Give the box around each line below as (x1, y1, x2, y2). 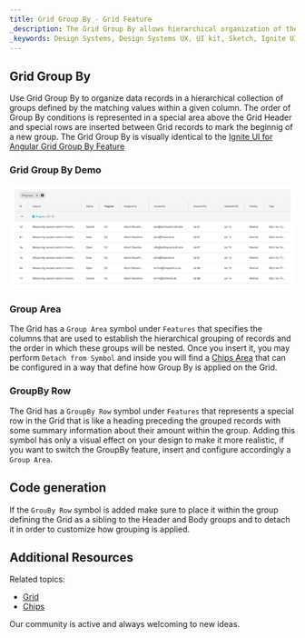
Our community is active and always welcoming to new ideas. (9, 619, 241, 630)
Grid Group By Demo (9, 164, 102, 176)
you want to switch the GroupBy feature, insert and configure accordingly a (9, 444, 291, 454)
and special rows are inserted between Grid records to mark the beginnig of (9, 122, 293, 133)
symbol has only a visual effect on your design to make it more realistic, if (9, 434, 284, 445)
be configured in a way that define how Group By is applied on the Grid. (9, 362, 278, 373)
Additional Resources (9, 550, 133, 565)
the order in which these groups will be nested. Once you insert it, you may (9, 343, 290, 354)
